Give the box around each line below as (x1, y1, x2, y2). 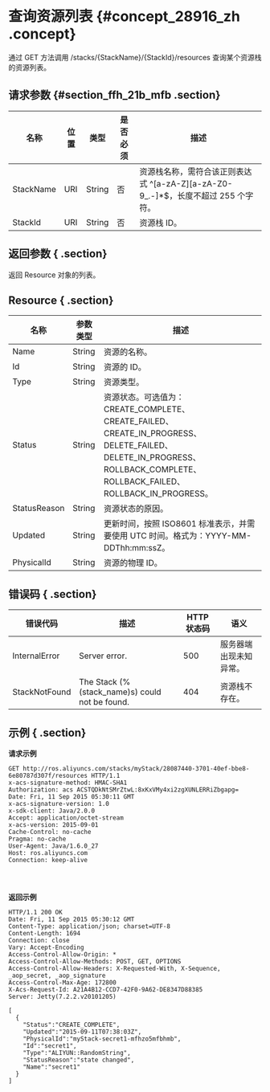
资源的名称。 (103, 346, 153, 358)
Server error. (79, 650, 127, 661)
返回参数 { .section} (8, 247, 108, 261)
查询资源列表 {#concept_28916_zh (8, 7, 241, 26)
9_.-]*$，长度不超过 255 (139, 190, 235, 201)
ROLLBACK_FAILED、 (103, 476, 186, 487)
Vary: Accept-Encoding (8, 943, 84, 951)
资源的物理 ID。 (103, 558, 162, 569)
